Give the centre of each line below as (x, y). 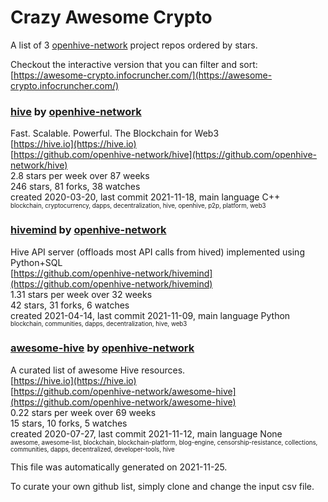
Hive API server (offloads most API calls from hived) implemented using (157, 252)
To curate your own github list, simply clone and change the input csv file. (162, 486)
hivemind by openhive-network (88, 230)
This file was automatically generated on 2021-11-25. (119, 467)
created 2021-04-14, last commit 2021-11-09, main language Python (150, 315)
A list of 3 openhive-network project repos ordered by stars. (134, 45)
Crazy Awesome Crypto (111, 17)
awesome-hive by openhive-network (102, 348)
